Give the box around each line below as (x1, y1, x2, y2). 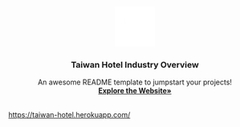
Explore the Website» (98, 86, 172, 96)
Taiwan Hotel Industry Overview (71, 59, 199, 70)
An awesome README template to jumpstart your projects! (37, 77, 233, 87)
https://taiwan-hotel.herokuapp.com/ (8, 110, 131, 120)
